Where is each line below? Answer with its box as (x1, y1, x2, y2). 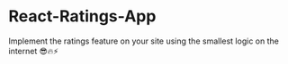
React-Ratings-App (8, 6, 157, 27)
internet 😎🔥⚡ (8, 45, 59, 56)
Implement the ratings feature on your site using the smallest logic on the (8, 36, 280, 46)
